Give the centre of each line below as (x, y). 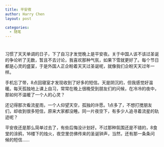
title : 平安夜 (18, 9)
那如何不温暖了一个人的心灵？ (35, 95)
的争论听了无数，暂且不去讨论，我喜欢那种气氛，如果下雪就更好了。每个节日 (82, 60)
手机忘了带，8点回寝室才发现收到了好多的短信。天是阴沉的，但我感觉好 (77, 83)
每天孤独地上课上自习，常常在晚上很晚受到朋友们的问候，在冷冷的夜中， (86, 89)
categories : (17, 27)
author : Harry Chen (25, 14)
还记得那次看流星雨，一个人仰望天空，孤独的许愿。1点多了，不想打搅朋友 (79, 105)
